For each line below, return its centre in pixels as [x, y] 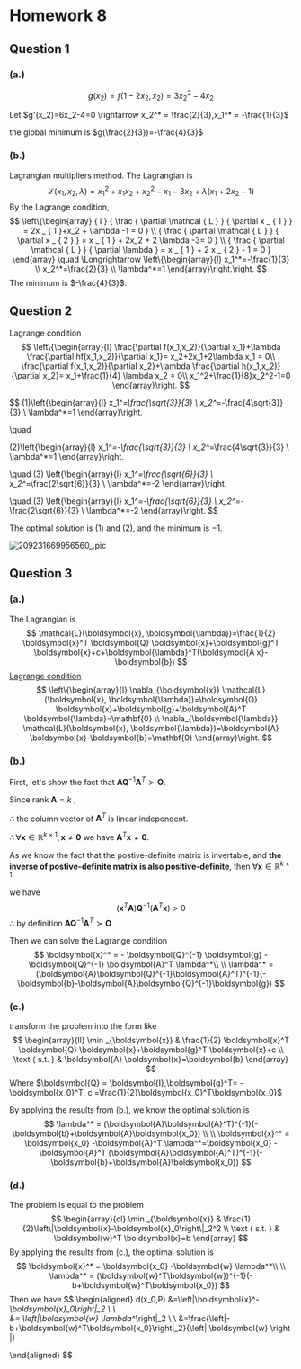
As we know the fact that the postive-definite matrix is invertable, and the [146, 855]
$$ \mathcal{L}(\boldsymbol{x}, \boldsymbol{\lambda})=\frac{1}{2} [151, 633]
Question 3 [41, 573]
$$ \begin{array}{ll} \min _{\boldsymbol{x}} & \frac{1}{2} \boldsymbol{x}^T [151, 1041]
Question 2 [41, 311]
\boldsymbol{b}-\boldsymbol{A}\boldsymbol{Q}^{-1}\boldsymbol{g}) [145, 983]
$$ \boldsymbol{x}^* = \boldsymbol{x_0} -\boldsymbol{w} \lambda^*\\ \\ [151, 1266]
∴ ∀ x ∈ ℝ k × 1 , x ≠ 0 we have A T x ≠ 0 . [80, 836]
